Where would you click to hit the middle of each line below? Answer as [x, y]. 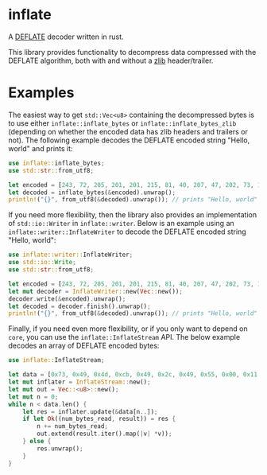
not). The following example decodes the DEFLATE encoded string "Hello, [129, 140]
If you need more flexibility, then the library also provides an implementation [132, 215]
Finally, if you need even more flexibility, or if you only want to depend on [128, 329]
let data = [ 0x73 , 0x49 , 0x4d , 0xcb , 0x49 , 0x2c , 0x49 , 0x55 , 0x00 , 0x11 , [135, 375]
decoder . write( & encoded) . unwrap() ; [67, 299]
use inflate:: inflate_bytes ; [56, 163]
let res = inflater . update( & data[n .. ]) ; [90, 411]
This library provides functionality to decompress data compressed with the [132, 52]
